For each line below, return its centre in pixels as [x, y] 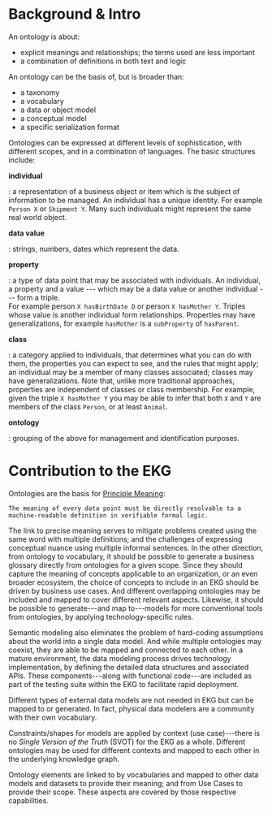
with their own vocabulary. [53, 717]
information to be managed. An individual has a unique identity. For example [136, 200]
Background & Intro [75, 14]
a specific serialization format [70, 127]
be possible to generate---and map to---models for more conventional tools [136, 608]
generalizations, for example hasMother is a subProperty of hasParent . [124, 323]
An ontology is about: [44, 37]
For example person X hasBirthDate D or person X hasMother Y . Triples [127, 306]
